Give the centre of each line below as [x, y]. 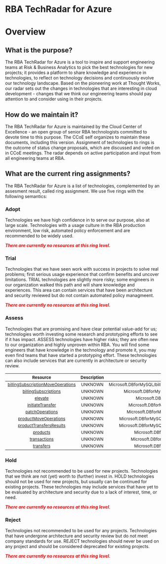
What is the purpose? [39, 50]
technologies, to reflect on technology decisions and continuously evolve [80, 78]
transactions [41, 439]
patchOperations [42, 412]
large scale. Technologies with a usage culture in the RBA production [75, 225]
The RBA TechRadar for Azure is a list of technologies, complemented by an [82, 186]
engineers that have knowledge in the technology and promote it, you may [81, 350]
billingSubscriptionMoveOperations [42, 384]
